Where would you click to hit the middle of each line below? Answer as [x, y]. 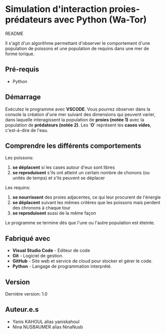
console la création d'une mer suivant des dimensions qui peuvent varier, [80, 114]
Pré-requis [22, 69]
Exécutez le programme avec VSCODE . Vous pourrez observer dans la [78, 109]
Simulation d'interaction [56, 9]
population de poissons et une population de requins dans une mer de [77, 48]
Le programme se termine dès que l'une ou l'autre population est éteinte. [80, 223]
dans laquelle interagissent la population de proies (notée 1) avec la [75, 119]
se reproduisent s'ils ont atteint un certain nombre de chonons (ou [81, 173]
